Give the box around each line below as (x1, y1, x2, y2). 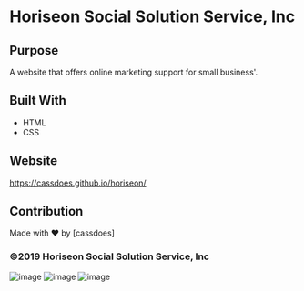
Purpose (9, 43, 59, 58)
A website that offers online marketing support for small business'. (9, 66, 258, 77)
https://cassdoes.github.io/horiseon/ (9, 177, 147, 188)
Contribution (9, 204, 84, 219)
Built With (9, 93, 66, 108)
